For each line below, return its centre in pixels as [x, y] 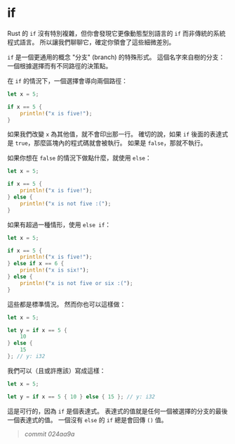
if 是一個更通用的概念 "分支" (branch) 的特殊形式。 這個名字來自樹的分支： [116, 57]
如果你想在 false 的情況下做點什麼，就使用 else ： [80, 158]
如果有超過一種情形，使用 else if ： [59, 224]
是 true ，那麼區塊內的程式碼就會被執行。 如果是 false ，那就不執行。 [107, 143]
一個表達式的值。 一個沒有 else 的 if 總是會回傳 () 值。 [87, 419]
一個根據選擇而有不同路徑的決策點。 [60, 65]
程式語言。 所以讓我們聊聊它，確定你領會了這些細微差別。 [91, 42]
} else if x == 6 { [36, 264]
